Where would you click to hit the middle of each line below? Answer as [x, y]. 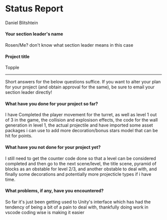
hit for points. [19, 136]
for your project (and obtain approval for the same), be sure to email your [80, 87]
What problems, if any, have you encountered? [54, 191]
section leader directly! [29, 92]
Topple [12, 68]
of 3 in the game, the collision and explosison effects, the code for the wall [82, 120]
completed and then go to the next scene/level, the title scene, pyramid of [81, 163]
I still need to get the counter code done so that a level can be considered [81, 158]
